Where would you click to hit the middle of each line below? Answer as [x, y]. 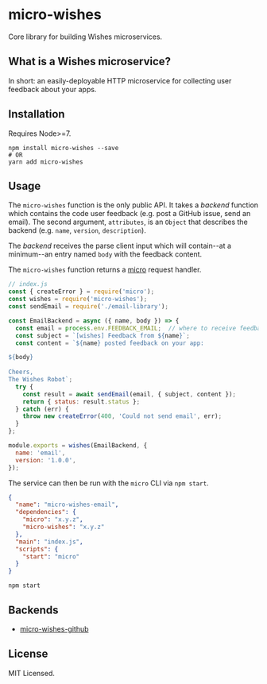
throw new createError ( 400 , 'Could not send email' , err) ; [122, 416]
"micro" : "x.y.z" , [53, 520]
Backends [33, 610]
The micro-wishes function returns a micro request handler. [105, 270]
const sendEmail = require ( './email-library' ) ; [89, 307]
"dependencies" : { [46, 512]
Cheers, [21, 372]
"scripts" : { [37, 549]
